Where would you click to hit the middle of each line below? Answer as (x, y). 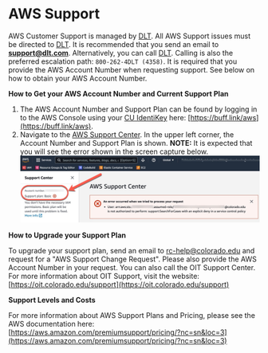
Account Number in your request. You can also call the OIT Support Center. (132, 267)
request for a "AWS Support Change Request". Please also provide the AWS (132, 259)
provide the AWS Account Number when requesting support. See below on (132, 69)
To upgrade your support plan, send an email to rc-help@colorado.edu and (132, 250)
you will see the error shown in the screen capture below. (114, 151)
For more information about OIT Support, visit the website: (104, 276)
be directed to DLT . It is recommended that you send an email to (114, 44)
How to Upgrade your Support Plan (67, 235)
